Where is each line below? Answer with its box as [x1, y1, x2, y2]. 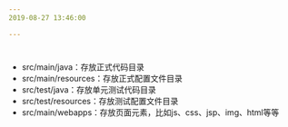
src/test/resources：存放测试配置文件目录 [21, 95, 179, 106]
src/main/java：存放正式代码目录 [21, 61, 144, 73]
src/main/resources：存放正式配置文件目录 [21, 73, 183, 83]
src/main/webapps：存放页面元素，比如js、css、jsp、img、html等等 [21, 106, 280, 118]
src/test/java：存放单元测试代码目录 [21, 83, 156, 95]
